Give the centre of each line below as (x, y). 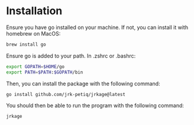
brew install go (26, 44)
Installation (34, 11)
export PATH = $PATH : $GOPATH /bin (45, 72)
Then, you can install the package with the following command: (83, 84)
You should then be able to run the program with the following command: (95, 105)
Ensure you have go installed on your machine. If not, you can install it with (97, 27)
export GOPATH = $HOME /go (35, 66)
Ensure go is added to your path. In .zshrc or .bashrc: (71, 56)
